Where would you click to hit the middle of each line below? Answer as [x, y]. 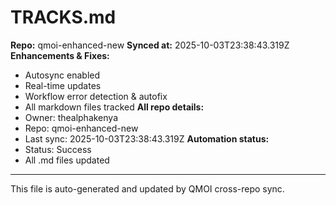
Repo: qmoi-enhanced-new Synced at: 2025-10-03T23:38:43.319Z [150, 45]
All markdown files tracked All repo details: [114, 107]
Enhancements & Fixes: [60, 55]
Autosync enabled [62, 75]
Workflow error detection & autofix [96, 96]
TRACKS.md [63, 17]
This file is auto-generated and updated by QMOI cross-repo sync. [147, 188]
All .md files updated [67, 160]
